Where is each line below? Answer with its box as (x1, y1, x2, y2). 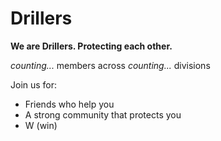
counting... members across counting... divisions (10, 59, 211, 71)
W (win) (24, 119, 58, 131)
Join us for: (10, 78, 58, 91)
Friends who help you (24, 98, 115, 110)
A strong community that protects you (24, 108, 182, 121)
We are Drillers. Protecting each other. (10, 40, 173, 52)
